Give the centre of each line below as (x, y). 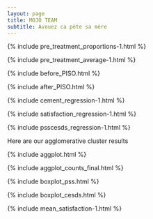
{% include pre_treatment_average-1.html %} (72, 60)
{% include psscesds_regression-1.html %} (69, 128)
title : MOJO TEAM (32, 20)
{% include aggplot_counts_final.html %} (65, 168)
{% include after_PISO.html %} (51, 87)
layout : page (26, 14)
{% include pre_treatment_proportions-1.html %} (77, 47)
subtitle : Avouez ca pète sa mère (57, 27)
